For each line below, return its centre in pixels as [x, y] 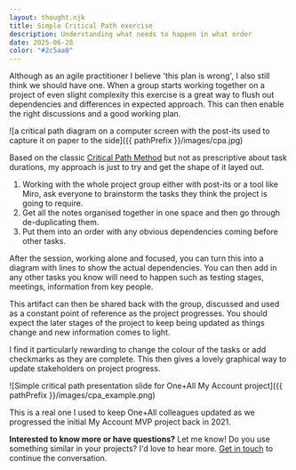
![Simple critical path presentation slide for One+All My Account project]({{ [146, 386]
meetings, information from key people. [81, 287]
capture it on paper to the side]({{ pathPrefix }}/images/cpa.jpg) [126, 141]
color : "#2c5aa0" [41, 51]
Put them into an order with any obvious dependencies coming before [150, 231]
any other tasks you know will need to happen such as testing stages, [136, 278]
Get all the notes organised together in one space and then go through [151, 213]
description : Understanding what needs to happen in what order [131, 34]
